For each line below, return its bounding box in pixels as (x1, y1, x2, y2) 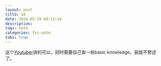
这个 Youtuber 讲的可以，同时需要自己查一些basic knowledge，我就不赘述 (5, 49, 156, 55)
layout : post (5, 7, 33, 12)
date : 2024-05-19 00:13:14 (5, 16, 62, 21)
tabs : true (5, 35, 28, 40)
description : (5, 21, 33, 26)
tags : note (5, 26, 28, 31)
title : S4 (5, 12, 26, 17)
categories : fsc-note (5, 30, 51, 35)
